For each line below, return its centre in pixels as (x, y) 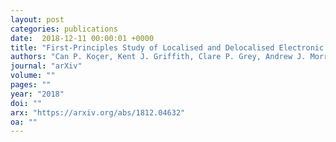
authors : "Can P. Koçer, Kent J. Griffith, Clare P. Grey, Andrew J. (158, 57)
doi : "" (26, 103)
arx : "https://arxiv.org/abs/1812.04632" (98, 112)
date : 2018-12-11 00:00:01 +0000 (82, 38)
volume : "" (33, 76)
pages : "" (31, 85)
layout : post (37, 19)
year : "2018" (37, 94)
